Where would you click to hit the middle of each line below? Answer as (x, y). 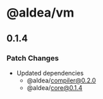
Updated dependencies (50, 73)
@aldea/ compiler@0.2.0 (61, 80)
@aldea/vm (40, 13)
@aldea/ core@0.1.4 (55, 87)
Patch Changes (33, 58)
